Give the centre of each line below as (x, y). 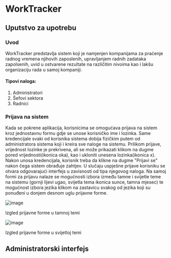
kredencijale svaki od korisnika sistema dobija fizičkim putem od (73, 139)
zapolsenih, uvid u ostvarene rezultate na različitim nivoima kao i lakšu (79, 64)
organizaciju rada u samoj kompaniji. (44, 69)
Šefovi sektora (28, 98)
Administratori (28, 93)
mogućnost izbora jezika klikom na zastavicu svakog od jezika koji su (78, 187)
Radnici (21, 104)
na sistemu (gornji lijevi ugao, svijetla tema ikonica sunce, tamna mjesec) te (84, 182)
